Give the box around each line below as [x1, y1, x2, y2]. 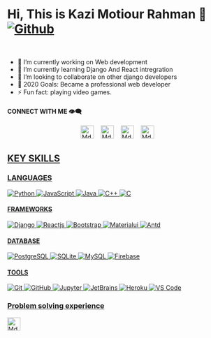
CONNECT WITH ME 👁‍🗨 [7, 107, 82, 115]
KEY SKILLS [7, 152, 61, 164]
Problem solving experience [7, 301, 105, 311]
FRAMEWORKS [7, 205, 52, 214]
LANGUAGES [7, 173, 52, 183]
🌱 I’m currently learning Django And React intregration [17, 65, 173, 73]
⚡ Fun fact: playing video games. [17, 87, 112, 96]
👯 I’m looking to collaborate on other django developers [17, 73, 177, 81]
